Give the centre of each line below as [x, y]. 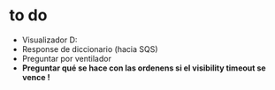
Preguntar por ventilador [67, 58]
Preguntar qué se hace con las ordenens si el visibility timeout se [144, 68]
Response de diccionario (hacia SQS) [90, 49]
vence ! [36, 77]
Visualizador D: [50, 40]
